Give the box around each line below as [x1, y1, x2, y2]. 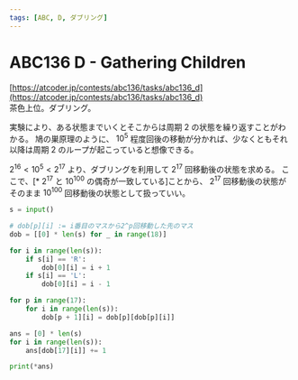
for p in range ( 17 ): [9, 296, 87, 305]
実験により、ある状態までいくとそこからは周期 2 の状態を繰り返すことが [9, 121, 279, 132]
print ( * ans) [9, 362, 54, 371]
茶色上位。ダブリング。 [9, 102, 96, 113]
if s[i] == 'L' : [25, 272, 87, 281]
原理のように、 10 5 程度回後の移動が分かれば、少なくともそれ [58, 132, 288, 144]
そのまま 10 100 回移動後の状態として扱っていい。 [9, 186, 191, 199]
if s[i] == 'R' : [25, 255, 87, 264]
